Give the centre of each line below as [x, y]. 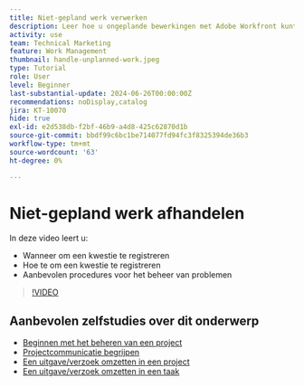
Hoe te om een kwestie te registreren [91, 265]
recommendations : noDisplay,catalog [78, 102]
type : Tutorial [38, 69]
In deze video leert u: [49, 238]
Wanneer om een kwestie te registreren [96, 256]
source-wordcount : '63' [54, 152]
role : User [30, 77]
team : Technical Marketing [60, 43]
